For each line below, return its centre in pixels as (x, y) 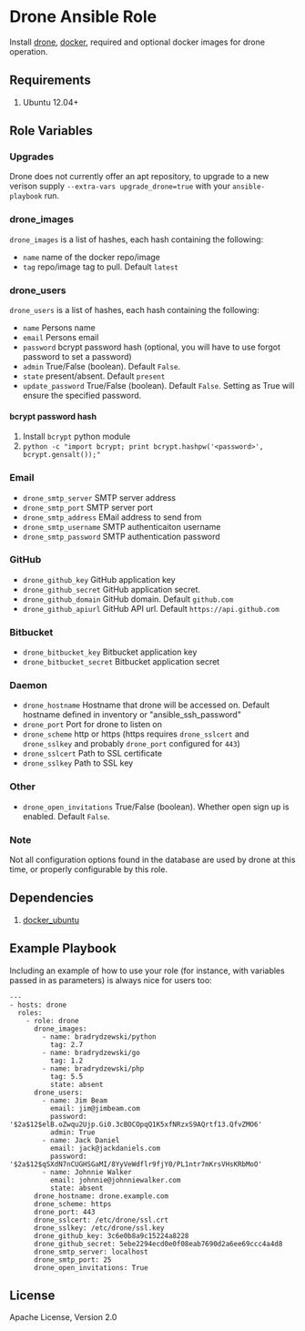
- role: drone (52, 1021)
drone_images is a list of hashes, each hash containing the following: (137, 239)
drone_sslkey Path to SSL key (78, 763)
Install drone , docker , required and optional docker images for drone (137, 42)
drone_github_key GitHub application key (99, 579)
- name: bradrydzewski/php (93, 1068)
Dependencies (51, 898)
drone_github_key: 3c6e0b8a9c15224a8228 (111, 1235)
